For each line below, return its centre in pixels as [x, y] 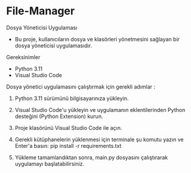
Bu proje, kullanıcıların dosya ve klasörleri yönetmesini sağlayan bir [97, 39]
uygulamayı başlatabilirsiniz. [50, 163]
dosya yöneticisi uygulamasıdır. [53, 45]
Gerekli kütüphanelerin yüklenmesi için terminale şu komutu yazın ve [99, 139]
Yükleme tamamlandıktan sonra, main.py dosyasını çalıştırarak [91, 157]
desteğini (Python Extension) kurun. [59, 116]
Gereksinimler [23, 57]
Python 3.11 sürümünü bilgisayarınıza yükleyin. [72, 98]
